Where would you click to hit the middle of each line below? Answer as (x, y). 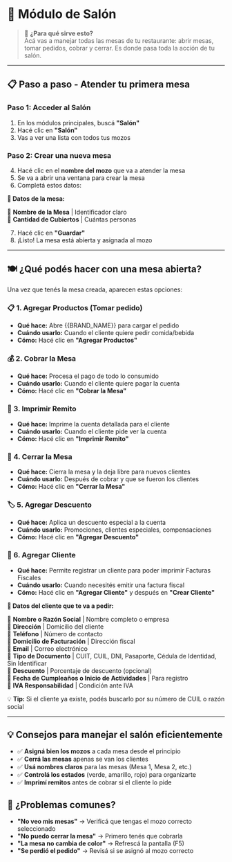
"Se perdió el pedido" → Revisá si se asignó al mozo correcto (105, 851)
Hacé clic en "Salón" (47, 130)
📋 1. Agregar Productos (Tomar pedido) (75, 307)
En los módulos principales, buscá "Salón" (78, 123)
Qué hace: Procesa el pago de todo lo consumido (88, 376)
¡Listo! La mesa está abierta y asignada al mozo (85, 240)
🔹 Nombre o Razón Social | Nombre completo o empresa (88, 619)
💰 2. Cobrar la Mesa (42, 358)
